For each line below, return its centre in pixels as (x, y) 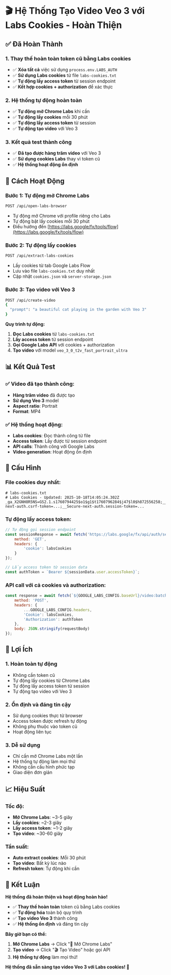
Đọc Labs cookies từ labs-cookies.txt (53, 334)
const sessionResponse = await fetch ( (46, 534)
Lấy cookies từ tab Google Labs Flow (51, 266)
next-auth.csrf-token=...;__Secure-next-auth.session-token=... (75, 506)
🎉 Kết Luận (23, 885)
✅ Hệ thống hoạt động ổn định (45, 165)
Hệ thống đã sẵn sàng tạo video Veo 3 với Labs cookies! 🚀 (67, 967)
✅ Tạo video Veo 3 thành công (45, 918)
